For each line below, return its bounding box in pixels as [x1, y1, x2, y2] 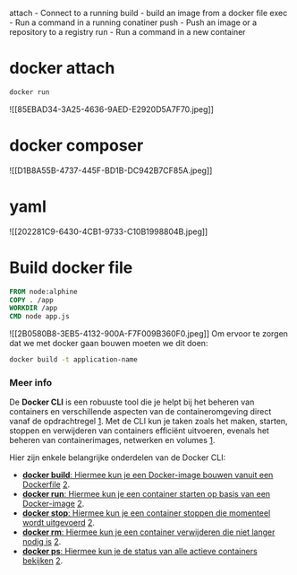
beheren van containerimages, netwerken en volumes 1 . [9, 435, 216, 446]
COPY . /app [9, 295, 54, 304]
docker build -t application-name [9, 355, 139, 364]
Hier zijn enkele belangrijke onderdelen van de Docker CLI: [9, 452, 226, 463]
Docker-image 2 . [21, 498, 85, 510]
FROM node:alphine [9, 287, 78, 296]
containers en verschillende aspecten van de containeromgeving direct [9, 406, 272, 417]
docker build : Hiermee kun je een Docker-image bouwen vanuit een [21, 470, 274, 481]
